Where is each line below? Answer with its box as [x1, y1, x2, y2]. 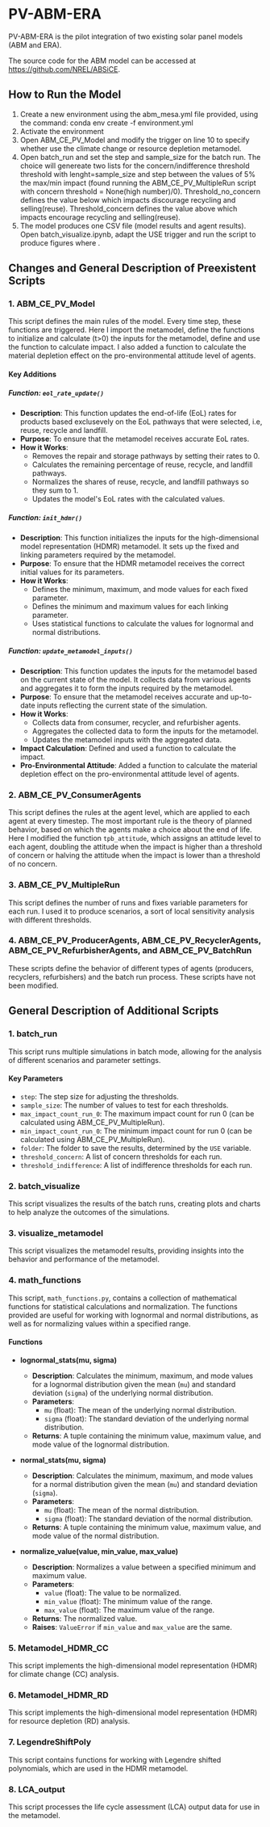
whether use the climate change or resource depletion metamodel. [19, 143, 242, 153]
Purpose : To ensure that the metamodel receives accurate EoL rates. [19, 434, 250, 443]
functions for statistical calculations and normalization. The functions [8, 1301, 238, 1311]
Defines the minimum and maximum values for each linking [31, 601, 229, 611]
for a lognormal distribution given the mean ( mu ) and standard [31, 1379, 236, 1389]
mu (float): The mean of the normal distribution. [44, 1505, 199, 1514]
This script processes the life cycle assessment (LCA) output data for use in [8, 1802, 260, 1812]
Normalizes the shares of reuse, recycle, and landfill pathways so [31, 477, 250, 486]
